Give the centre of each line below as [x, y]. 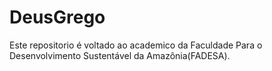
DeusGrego [57, 17]
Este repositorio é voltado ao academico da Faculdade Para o [136, 45]
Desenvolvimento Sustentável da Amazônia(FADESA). [120, 55]
